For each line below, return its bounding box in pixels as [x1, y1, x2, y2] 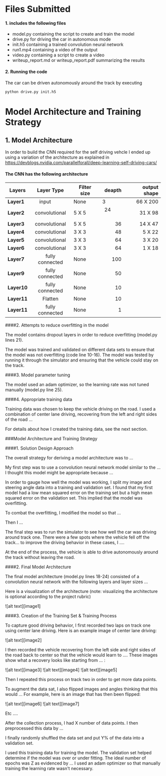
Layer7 [7, 256, 25, 263]
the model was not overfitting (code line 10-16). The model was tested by [5, 352, 154, 358]
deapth [104, 186, 122, 193]
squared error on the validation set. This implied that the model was [5, 495, 143, 501]
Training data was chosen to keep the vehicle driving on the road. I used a [5, 406, 156, 411]
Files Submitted [5, 3, 71, 15]
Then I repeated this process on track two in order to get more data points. [5, 676, 157, 682]
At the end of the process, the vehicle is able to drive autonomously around [5, 549, 159, 555]
